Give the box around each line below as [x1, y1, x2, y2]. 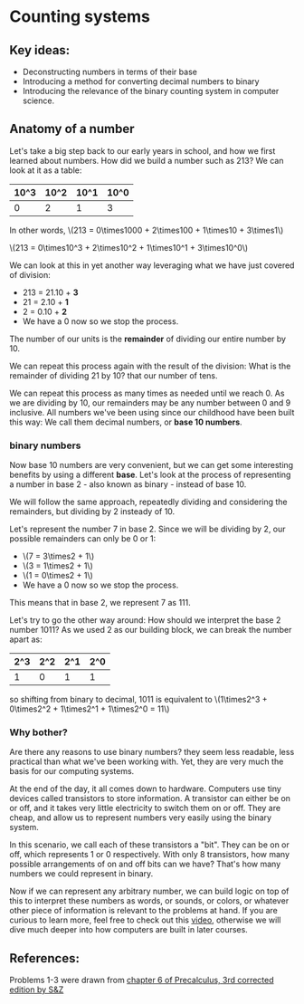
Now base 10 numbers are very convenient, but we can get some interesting [9, 460, 294, 471]
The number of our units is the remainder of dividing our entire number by [9, 333, 287, 344]
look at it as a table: [9, 165, 82, 176]
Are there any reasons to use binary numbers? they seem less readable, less [9, 747, 295, 758]
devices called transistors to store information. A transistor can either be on [9, 793, 291, 804]
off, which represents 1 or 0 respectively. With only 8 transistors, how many [9, 849, 290, 860]
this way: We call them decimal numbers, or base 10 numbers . [9, 416, 242, 427]
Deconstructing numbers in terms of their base [22, 66, 197, 77]
